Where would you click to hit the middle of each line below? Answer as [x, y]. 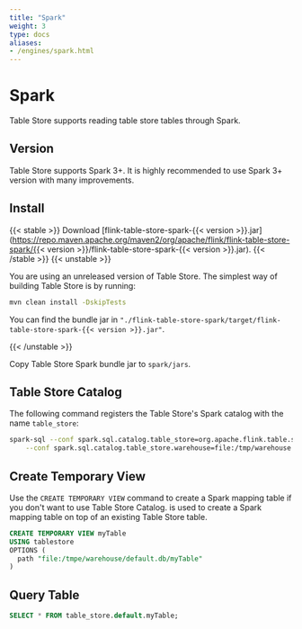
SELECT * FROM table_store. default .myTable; [94, 616]
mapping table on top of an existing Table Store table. [109, 517]
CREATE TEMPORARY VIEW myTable [68, 533]
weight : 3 [28, 26]
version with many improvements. [72, 180]
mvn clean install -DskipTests [68, 302]
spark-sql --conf [42, 440]
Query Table [44, 595]
